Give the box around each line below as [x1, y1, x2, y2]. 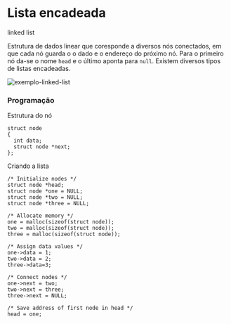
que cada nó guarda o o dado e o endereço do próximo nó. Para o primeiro [7, 49, 224, 58]
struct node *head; [7, 181, 65, 189]
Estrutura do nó [7, 111, 53, 120]
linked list [7, 28, 35, 37]
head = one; [7, 311, 42, 318]
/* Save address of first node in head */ [7, 304, 133, 312]
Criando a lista [7, 162, 49, 170]
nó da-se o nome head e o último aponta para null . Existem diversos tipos [7, 56, 221, 65]
